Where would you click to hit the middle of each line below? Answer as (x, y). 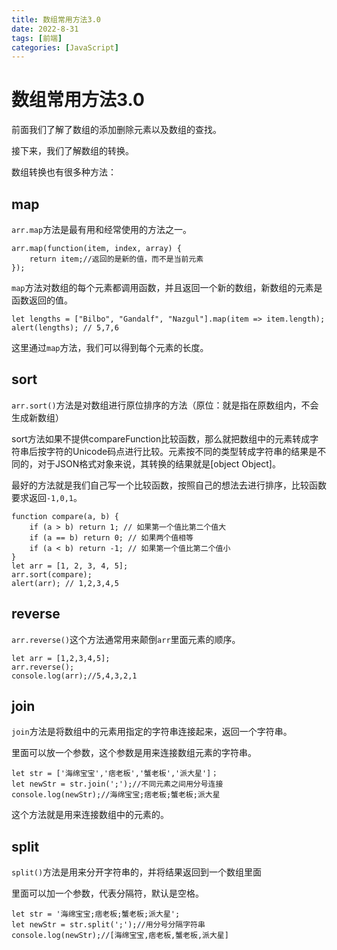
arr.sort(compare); (52, 574)
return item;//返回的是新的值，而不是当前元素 (116, 259)
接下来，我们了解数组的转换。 (72, 151)
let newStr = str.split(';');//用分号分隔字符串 (108, 925)
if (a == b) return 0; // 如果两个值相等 (111, 537)
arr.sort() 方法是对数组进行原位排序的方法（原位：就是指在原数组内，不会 (165, 405)
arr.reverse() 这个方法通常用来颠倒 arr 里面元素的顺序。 (126, 639)
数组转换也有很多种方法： (64, 172)
